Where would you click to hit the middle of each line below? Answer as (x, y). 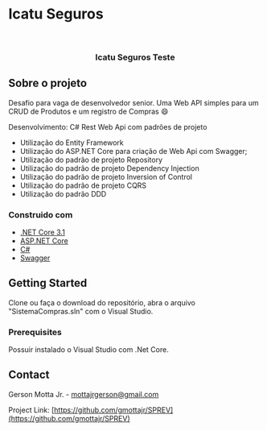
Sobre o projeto (47, 83)
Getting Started (48, 283)
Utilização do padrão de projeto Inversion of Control (106, 176)
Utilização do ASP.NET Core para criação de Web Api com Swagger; (133, 151)
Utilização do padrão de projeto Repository (91, 160)
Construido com (41, 214)
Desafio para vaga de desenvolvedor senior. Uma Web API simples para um (133, 102)
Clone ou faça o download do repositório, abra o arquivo (102, 302)
